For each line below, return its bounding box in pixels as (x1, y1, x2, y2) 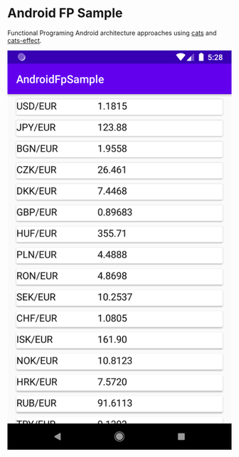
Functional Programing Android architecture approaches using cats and (7, 29, 217, 37)
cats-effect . (7, 36, 42, 44)
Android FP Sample (7, 5, 123, 21)
